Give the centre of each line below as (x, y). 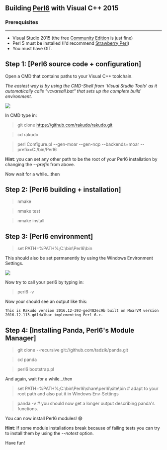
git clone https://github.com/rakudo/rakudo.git (65, 125)
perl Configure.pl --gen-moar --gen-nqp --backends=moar (78, 144)
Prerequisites (22, 22)
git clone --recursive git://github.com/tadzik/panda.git (73, 350)
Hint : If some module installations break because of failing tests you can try (83, 428)
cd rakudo (28, 134)
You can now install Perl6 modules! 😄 (44, 418)
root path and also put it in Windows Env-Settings (68, 394)
